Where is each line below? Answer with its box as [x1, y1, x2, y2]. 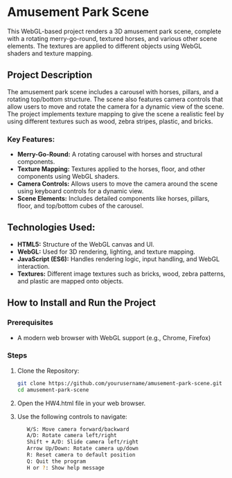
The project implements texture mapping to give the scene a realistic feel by [7, 109, 224, 118]
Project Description [7, 69, 93, 81]
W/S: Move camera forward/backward [26, 425, 130, 433]
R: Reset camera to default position [26, 452, 136, 459]
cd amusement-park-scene [17, 386, 89, 393]
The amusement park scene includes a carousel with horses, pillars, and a [7, 87, 220, 96]
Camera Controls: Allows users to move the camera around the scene [17, 179, 218, 188]
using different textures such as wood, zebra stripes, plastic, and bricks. [7, 117, 213, 125]
